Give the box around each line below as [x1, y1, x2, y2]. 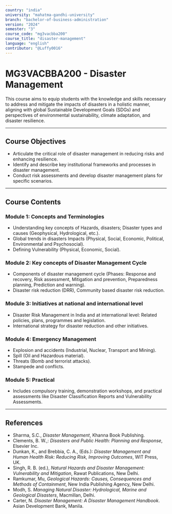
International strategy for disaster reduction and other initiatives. [12, 323, 148, 329]
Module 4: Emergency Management [5, 335, 96, 343]
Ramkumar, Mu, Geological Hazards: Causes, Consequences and [12, 476, 152, 482]
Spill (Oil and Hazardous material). [12, 352, 85, 359]
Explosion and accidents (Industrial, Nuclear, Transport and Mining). [12, 347, 157, 353]
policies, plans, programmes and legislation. [12, 317, 106, 323]
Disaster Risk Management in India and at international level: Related [12, 311, 157, 318]
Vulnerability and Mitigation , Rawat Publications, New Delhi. [12, 470, 140, 477]
